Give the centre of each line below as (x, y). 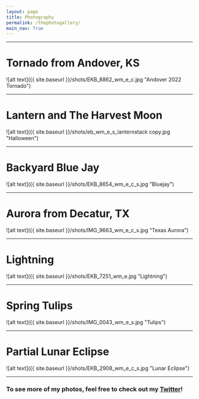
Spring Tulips (39, 306)
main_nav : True (25, 28)
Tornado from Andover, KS (73, 63)
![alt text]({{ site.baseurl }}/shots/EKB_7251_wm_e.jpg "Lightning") (87, 276)
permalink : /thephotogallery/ (44, 23)
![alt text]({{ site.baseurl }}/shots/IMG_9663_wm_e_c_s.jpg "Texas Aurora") (97, 230)
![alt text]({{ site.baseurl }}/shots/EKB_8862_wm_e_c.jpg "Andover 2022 (94, 80)
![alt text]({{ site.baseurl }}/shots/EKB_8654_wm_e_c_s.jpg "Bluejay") (90, 184)
